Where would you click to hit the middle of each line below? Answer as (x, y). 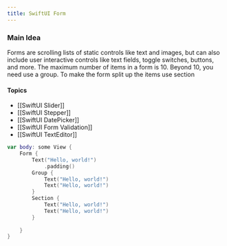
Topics (17, 90)
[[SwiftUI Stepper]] (44, 113)
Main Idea (24, 37)
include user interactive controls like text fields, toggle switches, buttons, (111, 60)
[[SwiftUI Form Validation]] (55, 127)
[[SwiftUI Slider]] (41, 105)
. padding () (60, 166)
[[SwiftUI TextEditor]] (47, 135)
